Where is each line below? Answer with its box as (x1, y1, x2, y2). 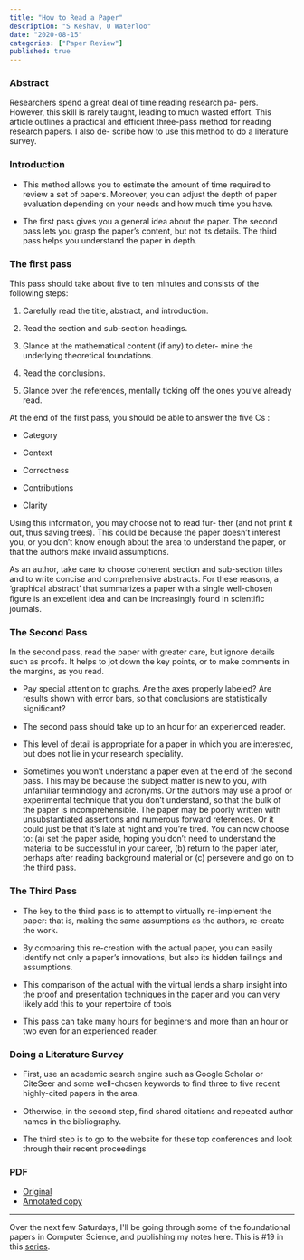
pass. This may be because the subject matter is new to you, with (22, 776, 267, 787)
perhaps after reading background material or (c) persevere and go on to (22, 853, 294, 864)
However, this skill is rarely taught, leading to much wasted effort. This (9, 107, 271, 118)
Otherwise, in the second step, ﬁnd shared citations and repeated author (22, 1105, 294, 1116)
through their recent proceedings (22, 1142, 147, 1154)
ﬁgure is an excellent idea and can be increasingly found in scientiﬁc (9, 594, 265, 605)
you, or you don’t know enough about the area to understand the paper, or (9, 537, 287, 548)
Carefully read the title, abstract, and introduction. (22, 305, 209, 317)
